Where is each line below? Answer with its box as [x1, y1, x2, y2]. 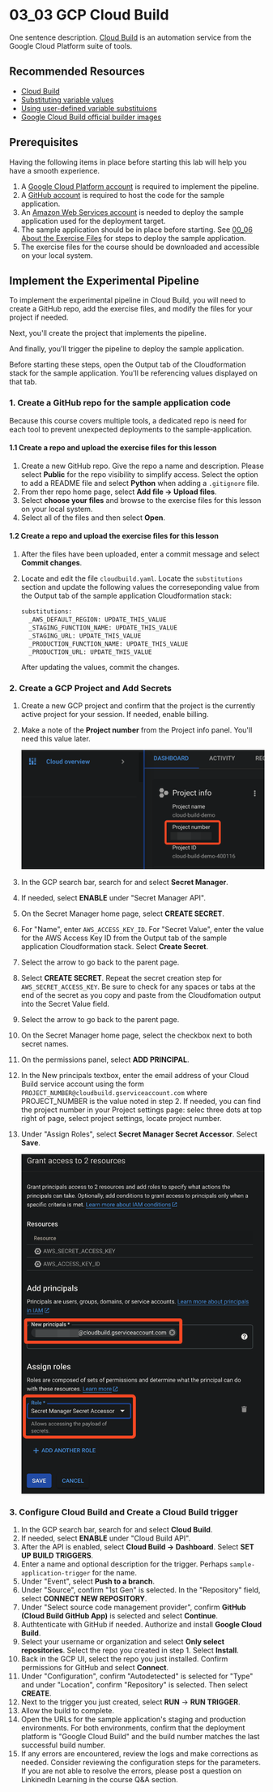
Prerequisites [9, 135, 79, 149]
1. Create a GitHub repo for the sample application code [9, 398, 232, 409]
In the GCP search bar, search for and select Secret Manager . [20, 877, 229, 887]
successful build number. [20, 1740, 106, 1750]
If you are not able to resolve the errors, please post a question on [20, 1766, 242, 1776]
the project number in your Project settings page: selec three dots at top [20, 1105, 262, 1115]
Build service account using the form [20, 1079, 144, 1089]
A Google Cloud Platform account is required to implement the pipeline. [20, 181, 259, 191]
